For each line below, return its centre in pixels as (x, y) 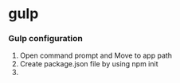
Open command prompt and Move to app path (96, 55)
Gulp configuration (46, 39)
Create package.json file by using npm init (89, 64)
